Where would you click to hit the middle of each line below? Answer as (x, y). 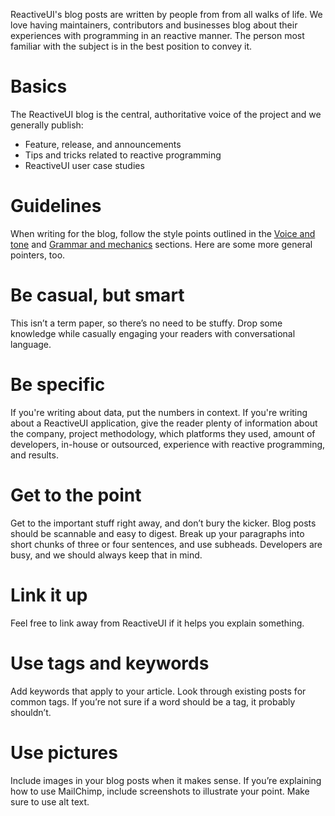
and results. (34, 455)
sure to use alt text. (50, 801)
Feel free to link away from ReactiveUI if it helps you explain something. (157, 623)
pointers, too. (38, 255)
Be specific (58, 385)
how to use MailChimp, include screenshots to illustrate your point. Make (160, 791)
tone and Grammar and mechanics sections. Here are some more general (161, 244)
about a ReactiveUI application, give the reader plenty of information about (164, 423)
